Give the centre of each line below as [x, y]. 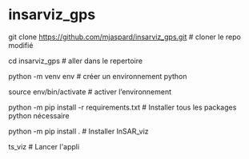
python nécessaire [39, 115]
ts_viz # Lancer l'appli [44, 146]
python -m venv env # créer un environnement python [98, 76]
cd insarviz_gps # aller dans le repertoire [75, 61]
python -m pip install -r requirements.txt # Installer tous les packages [122, 107]
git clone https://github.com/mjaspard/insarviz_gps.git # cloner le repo [125, 37]
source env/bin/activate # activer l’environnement [90, 91]
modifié [21, 45]
